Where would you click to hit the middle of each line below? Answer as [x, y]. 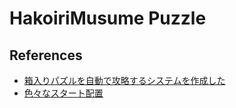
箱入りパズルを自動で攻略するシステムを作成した [124, 80]
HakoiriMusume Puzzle [108, 18]
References [46, 55]
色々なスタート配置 [63, 93]
